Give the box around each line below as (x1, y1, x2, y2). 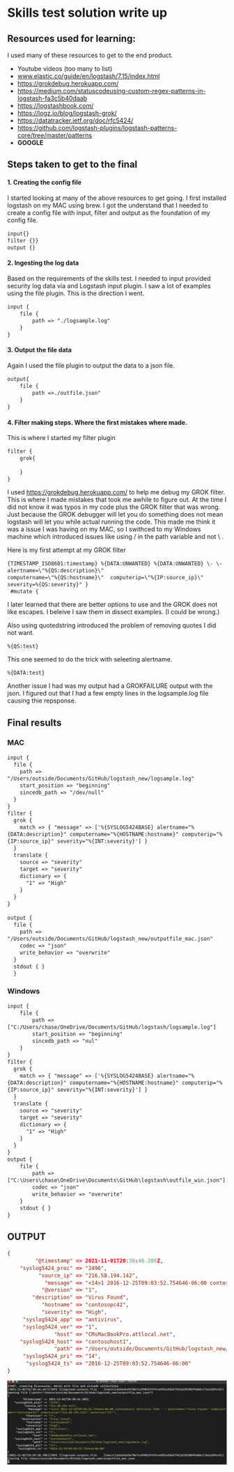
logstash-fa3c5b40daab (17, 94, 88, 102)
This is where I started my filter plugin (7, 434, 116, 442)
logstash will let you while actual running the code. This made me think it (7, 517, 216, 526)
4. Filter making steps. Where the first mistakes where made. (7, 418, 188, 426)
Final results (7, 717, 62, 728)
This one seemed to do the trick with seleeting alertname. (7, 655, 173, 664)
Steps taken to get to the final (7, 159, 138, 171)
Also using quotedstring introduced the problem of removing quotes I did (7, 621, 217, 629)
